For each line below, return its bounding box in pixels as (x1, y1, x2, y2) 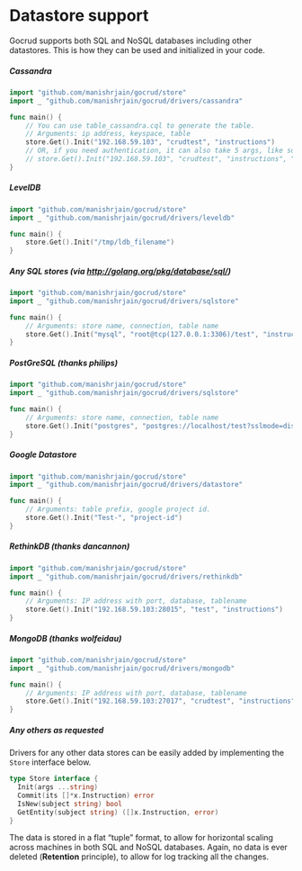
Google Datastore (9, 449, 77, 460)
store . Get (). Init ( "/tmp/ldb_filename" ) (25, 238, 175, 247)
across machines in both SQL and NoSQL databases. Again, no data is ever (9, 842, 288, 853)
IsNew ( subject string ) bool (17, 799, 123, 808)
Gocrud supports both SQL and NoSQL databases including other (9, 35, 252, 46)
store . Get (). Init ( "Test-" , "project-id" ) (25, 514, 182, 523)
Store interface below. (9, 757, 92, 768)
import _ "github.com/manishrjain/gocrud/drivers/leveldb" (9, 213, 235, 222)
